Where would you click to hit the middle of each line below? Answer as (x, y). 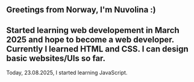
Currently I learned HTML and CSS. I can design (97, 49)
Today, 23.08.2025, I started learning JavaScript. (67, 73)
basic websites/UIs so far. (56, 58)
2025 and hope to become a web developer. (90, 39)
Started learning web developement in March (93, 30)
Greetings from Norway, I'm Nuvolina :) (81, 10)
